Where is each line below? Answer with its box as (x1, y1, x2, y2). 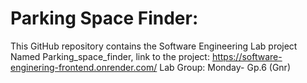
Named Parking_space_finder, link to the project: (10, 50, 210, 62)
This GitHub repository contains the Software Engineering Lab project (10, 40, 298, 52)
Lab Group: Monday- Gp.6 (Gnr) (159, 61, 291, 73)
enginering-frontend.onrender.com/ (10, 61, 158, 73)
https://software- (211, 50, 283, 62)
